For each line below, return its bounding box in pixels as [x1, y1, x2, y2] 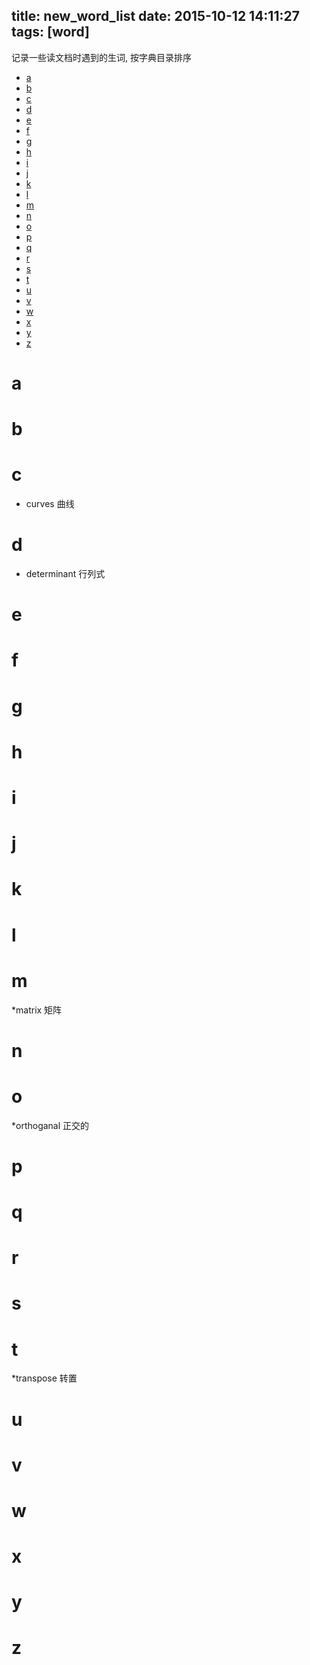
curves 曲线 [25, 498, 75, 510]
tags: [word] [11, 24, 90, 41]
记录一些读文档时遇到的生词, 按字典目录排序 [11, 51, 192, 63]
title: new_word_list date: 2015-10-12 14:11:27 [11, 8, 300, 25]
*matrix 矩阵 [11, 1004, 63, 1016]
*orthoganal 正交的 [11, 1119, 90, 1131]
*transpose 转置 [11, 1372, 78, 1384]
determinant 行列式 [25, 568, 106, 580]
